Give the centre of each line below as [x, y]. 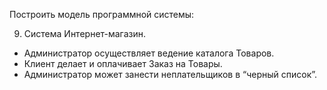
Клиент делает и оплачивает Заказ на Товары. [123, 63]
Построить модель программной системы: [102, 14]
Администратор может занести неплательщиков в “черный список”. [170, 74]
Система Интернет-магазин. [85, 33]
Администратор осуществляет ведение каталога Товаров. [149, 53]
